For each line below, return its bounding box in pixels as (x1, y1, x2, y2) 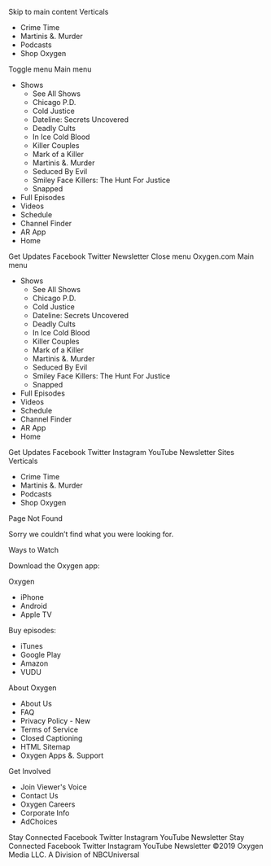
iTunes (20, 641, 43, 650)
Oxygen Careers (20, 799, 76, 809)
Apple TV (20, 610, 52, 619)
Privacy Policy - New (20, 716, 91, 725)
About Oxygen (8, 683, 57, 693)
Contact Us (20, 791, 59, 800)
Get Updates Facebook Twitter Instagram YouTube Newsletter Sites (8, 448, 234, 457)
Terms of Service (20, 724, 79, 734)
